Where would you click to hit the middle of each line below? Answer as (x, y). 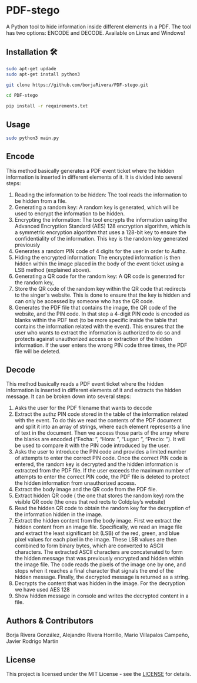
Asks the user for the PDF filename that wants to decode (83, 408)
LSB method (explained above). (53, 270)
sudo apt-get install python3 (43, 74)
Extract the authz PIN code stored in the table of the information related (101, 414)
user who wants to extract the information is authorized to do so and (98, 332)
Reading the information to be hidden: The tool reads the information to (101, 195)
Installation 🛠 (32, 52)
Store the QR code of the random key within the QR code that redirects (100, 288)
